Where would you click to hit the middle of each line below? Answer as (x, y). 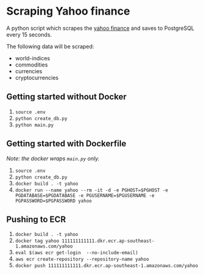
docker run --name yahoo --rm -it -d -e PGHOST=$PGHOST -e (92, 190)
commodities (31, 65)
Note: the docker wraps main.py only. (53, 158)
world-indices (33, 58)
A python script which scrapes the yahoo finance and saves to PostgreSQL (100, 28)
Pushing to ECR (36, 219)
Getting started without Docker (66, 97)
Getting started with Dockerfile (66, 144)
